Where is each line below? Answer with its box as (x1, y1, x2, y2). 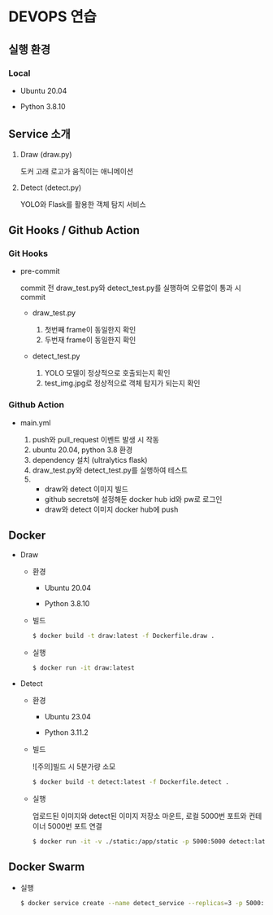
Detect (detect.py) (19, 183, 82, 192)
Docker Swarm (8, 860, 85, 874)
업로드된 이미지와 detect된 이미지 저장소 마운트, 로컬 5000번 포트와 (32, 812, 247, 821)
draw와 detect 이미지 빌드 (44, 484, 128, 494)
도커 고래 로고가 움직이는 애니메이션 (19, 166, 134, 176)
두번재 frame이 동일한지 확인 (44, 335, 136, 345)
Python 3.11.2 (44, 728, 89, 737)
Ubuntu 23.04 (44, 712, 92, 722)
